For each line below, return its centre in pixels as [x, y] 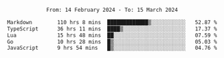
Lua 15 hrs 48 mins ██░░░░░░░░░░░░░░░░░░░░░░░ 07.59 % [112, 35]
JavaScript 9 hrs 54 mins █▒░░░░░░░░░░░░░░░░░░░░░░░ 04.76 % [112, 48]
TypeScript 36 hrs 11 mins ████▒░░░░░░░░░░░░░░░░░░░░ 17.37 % [112, 29]
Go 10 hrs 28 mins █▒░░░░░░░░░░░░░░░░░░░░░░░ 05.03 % [112, 41]
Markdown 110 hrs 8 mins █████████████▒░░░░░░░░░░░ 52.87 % [112, 22]
